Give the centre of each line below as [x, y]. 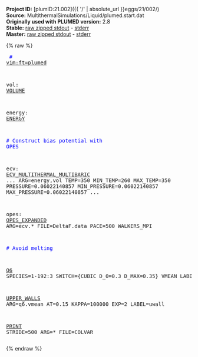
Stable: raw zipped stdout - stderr [48, 28]
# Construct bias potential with [55, 141]
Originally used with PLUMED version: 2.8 [58, 22]
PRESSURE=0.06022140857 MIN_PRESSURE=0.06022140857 [82, 186]
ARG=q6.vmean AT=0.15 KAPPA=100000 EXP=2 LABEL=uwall [85, 304]
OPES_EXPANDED [27, 220]
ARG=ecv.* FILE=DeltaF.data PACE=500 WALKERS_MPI [79, 226]
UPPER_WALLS [23, 298]
